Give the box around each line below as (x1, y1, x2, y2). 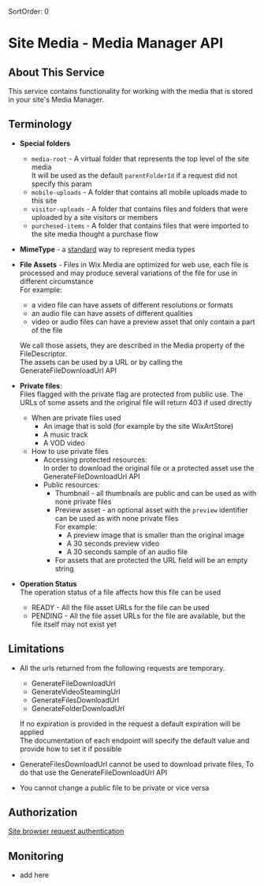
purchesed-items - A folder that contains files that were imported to (31, 221, 250, 230)
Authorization (8, 806, 78, 819)
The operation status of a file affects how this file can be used (19, 587, 221, 597)
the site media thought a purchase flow (31, 229, 159, 239)
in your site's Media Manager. (8, 95, 105, 104)
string (54, 564, 74, 573)
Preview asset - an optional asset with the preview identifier (54, 504, 248, 515)
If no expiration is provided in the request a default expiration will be (19, 719, 241, 728)
